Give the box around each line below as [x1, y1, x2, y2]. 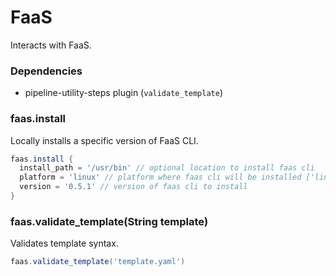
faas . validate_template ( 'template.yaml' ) [10, 257, 186, 267]
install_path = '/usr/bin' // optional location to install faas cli [19, 163, 315, 173]
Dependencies [10, 64, 83, 78]
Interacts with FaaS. [10, 39, 92, 51]
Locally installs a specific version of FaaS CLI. [10, 134, 199, 146]
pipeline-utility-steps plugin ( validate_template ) [24, 87, 224, 99]
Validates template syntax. [10, 237, 119, 250]
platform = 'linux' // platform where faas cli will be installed [19, 172, 302, 183]
